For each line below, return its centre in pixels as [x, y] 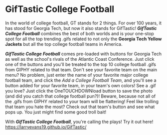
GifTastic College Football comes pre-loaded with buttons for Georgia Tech [83, 54]
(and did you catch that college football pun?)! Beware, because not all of [81, 96]
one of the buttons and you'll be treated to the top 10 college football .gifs [81, 64]
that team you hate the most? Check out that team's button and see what [80, 107]
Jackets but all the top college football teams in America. [64, 44]
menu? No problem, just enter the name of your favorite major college [77, 75]
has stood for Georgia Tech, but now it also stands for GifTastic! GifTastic [81, 28]
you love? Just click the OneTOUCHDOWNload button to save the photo [79, 91]
